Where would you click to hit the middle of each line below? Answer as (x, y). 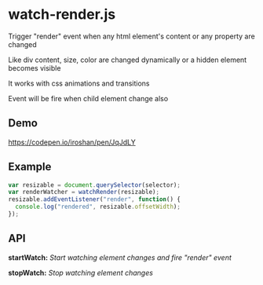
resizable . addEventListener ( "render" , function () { (94, 199)
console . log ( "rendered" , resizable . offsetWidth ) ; (98, 207)
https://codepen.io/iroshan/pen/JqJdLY (72, 142)
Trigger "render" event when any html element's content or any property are (131, 36)
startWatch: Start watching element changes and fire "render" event (120, 258)
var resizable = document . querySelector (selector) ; (94, 185)
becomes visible (35, 68)
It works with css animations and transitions (79, 83)
